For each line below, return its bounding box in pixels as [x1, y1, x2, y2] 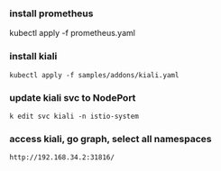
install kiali [9, 50, 58, 63]
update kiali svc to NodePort [9, 91, 136, 103]
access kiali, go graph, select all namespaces [9, 132, 212, 145]
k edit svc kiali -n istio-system [9, 112, 140, 121]
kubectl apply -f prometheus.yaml [9, 28, 135, 39]
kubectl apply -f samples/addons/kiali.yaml [9, 70, 180, 79]
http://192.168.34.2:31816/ [9, 153, 115, 162]
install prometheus [9, 7, 94, 20]
